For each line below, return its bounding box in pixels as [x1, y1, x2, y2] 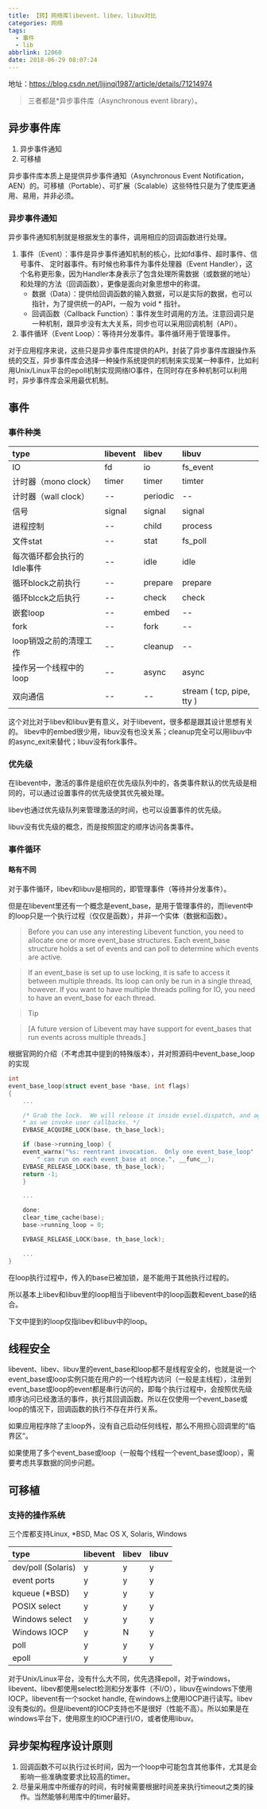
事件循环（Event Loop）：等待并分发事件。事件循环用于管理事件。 [19, 328, 235, 338]
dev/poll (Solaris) [12, 1562, 76, 1573]
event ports [12, 1575, 56, 1586]
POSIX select [12, 1601, 61, 1612]
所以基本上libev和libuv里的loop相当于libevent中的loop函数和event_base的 [8, 1289, 250, 1299]
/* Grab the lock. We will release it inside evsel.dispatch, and [22, 1112, 250, 1119]
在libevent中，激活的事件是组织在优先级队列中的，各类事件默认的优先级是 [8, 778, 250, 787]
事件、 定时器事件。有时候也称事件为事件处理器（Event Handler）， [26, 259, 246, 268]
